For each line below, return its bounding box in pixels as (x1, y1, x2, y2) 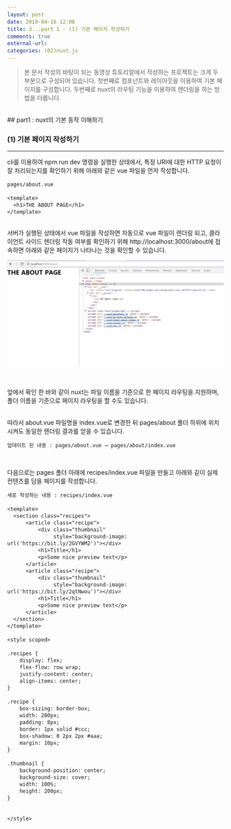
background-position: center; (19, 767, 107, 774)
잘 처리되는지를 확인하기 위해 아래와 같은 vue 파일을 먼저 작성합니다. (7, 166, 190, 175)
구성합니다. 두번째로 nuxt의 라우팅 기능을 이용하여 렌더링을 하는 (42, 85, 213, 93)
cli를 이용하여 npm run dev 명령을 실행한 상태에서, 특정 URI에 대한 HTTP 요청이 (7, 158, 222, 166)
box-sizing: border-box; (19, 705, 91, 712)
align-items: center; (19, 678, 81, 685)
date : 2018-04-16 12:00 (7, 18, 76, 25)
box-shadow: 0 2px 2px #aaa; (19, 733, 103, 740)
